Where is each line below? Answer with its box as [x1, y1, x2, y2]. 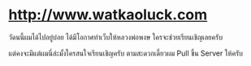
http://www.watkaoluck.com [8, 6, 208, 24]
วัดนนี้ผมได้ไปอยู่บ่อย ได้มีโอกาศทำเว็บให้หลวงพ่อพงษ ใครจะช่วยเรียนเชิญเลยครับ [8, 32, 223, 42]
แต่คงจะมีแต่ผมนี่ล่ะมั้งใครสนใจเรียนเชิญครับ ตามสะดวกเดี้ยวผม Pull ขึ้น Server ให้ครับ [8, 48, 244, 58]
